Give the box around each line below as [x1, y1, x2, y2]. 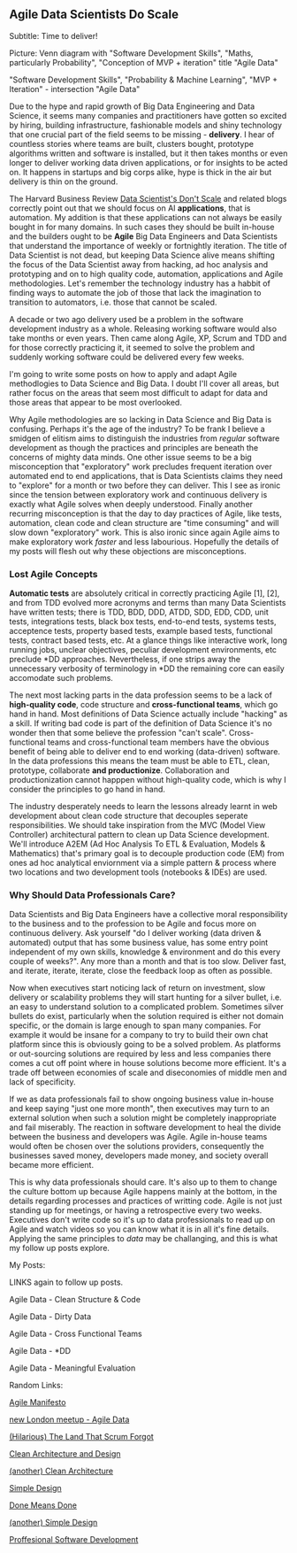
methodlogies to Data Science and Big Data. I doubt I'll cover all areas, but [9, 378, 279, 389]
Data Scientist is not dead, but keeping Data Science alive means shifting [9, 250, 276, 260]
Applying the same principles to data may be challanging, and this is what [9, 1233, 278, 1244]
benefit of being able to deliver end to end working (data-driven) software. [9, 746, 281, 757]
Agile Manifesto [9, 1397, 66, 1408]
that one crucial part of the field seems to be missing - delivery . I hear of [9, 128, 276, 140]
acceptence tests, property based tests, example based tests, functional [9, 626, 273, 637]
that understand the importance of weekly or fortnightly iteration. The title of [9, 240, 287, 251]
